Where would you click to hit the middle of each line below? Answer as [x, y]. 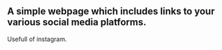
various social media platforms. [77, 23]
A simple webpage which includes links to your [111, 11]
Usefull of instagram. [37, 39]
